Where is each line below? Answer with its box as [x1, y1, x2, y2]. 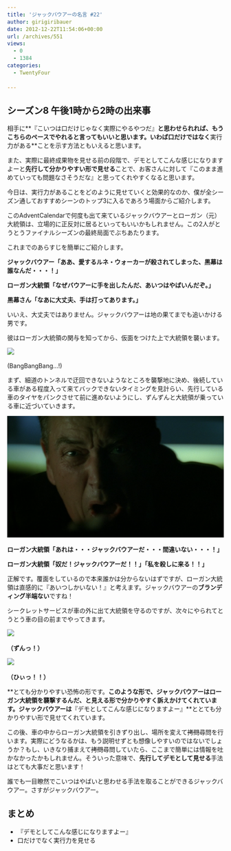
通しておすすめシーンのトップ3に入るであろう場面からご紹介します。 [19, 197, 214, 205]
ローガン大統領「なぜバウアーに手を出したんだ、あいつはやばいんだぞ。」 [7, 281, 214, 290]
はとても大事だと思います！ [7, 762, 85, 770]
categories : [7, 62, 41, 69]
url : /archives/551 [7, 33, 63, 40]
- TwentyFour [13, 69, 51, 76]
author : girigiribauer [7, 18, 72, 26]
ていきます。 [43, 402, 79, 410]
